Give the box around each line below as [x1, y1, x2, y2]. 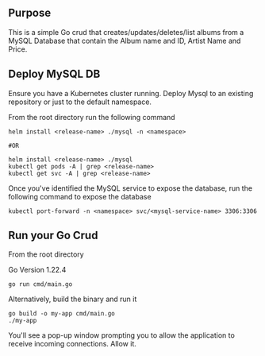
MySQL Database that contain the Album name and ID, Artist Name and [8, 36, 241, 45]
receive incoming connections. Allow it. [8, 339, 137, 349]
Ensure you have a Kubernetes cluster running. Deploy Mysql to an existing [8, 88, 254, 98]
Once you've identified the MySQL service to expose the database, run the [8, 183, 252, 193]
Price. [8, 44, 28, 54]
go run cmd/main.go [8, 281, 73, 288]
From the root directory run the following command [8, 112, 176, 122]
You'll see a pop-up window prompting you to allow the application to [8, 331, 236, 340]
